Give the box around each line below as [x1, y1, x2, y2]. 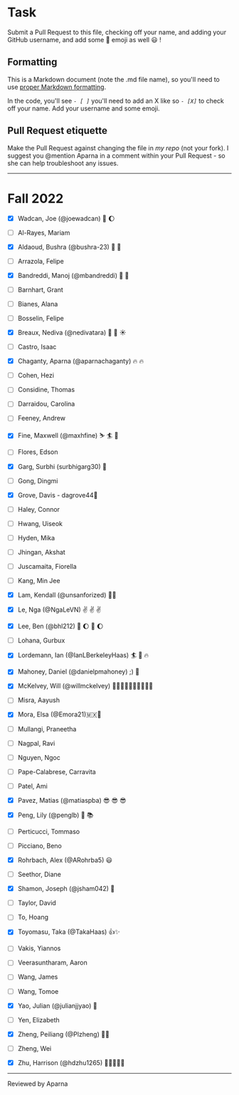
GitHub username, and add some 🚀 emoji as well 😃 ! [7, 35, 161, 43]
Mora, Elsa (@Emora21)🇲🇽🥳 [17, 710, 102, 719]
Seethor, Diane [17, 870, 62, 879]
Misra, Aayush [17, 696, 60, 704]
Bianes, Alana [17, 299, 58, 308]
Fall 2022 [7, 190, 64, 207]
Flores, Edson [17, 448, 58, 456]
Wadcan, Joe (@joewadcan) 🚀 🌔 [17, 214, 115, 222]
